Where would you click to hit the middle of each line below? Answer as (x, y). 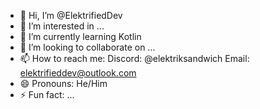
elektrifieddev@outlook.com (78, 73)
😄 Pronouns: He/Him (63, 83)
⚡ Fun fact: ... (47, 94)
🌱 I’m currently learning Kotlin (80, 36)
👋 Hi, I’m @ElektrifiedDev (71, 15)
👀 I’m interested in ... (62, 26)
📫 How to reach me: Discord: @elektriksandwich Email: (134, 58)
